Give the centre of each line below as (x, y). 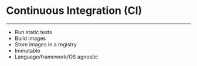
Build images (30, 38)
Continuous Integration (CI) (74, 11)
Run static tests (33, 32)
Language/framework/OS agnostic (56, 57)
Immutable (27, 50)
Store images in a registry (46, 44)
